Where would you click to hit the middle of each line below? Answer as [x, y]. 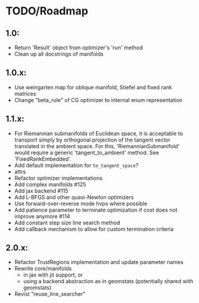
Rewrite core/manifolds [43, 269]
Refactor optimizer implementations [58, 178]
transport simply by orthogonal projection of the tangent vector [92, 140]
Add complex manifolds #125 [50, 184]
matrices [25, 94]
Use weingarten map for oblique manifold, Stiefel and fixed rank [93, 87]
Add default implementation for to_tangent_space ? [76, 165]
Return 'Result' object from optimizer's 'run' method [79, 47]
